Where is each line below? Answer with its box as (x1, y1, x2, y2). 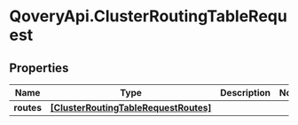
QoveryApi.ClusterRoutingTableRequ (9, 6, 288, 27)
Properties (9, 60, 69, 75)
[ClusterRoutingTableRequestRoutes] (50, 102, 212, 113)
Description (220, 87, 271, 98)
